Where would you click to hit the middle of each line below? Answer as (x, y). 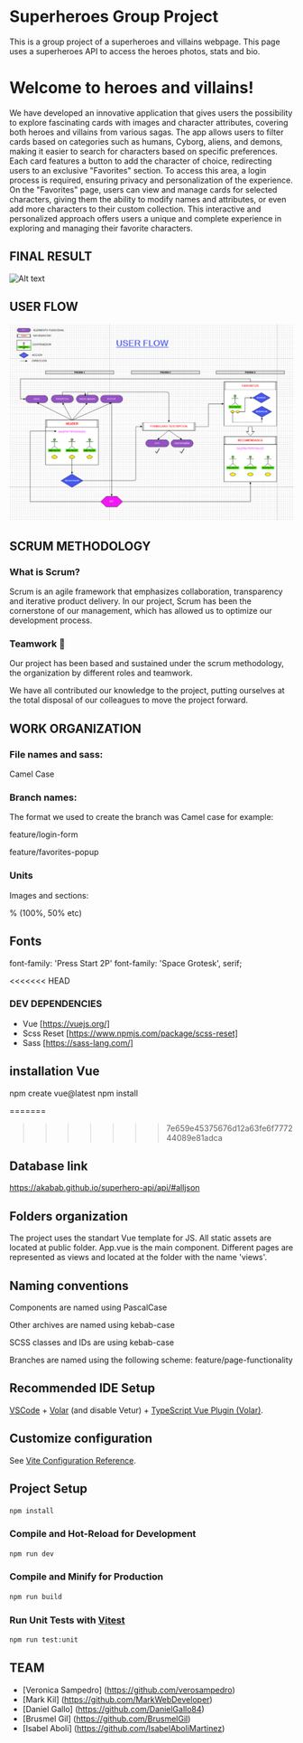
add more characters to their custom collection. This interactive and (135, 209)
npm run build (36, 1597)
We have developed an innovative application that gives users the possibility (151, 113)
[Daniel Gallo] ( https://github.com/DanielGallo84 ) (113, 1709)
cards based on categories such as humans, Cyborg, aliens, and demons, (146, 141)
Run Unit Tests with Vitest (67, 1620)
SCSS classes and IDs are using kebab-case (92, 1343)
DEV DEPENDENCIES (56, 1003)
